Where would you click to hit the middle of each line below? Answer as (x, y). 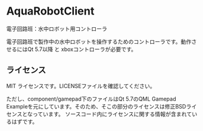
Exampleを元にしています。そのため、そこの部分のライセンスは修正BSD (96, 106)
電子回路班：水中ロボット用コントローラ (57, 29)
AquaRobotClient (51, 11)
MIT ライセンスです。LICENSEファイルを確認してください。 (81, 86)
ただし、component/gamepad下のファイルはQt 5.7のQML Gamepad (91, 99)
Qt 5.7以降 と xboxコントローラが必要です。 (82, 49)
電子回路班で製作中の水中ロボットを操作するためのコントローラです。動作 (99, 41)
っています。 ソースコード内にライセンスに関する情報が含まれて (112, 114)
